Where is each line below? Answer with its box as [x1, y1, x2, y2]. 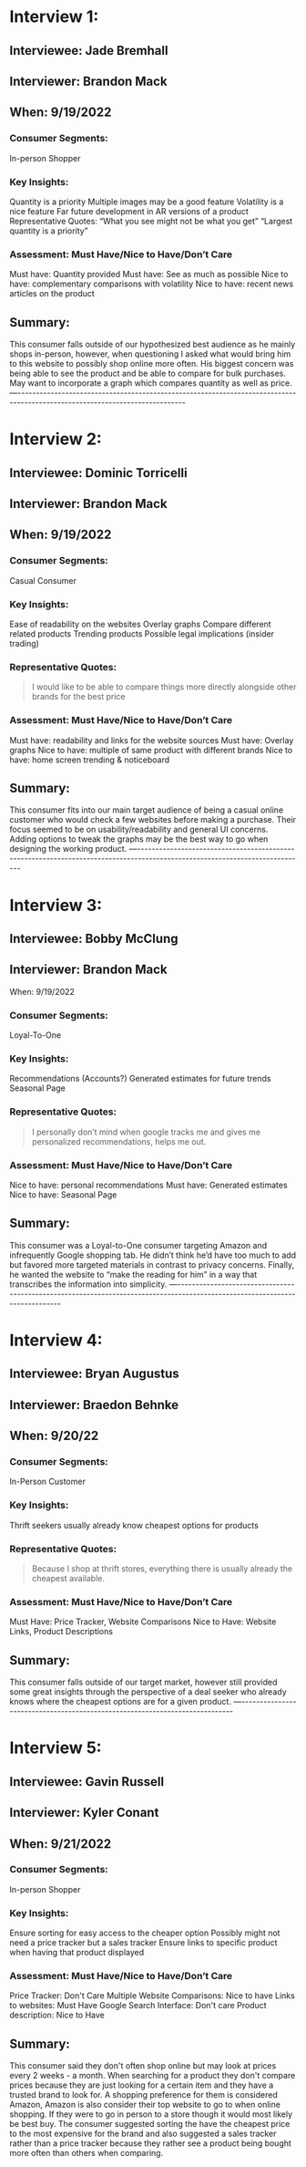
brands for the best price [31, 691, 126, 702]
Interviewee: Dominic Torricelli [9, 465, 189, 481]
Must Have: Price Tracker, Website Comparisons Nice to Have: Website [9, 1616, 277, 1627]
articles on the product [9, 288, 96, 299]
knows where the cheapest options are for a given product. [9, 1696, 232, 1707]
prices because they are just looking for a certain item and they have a [9, 2079, 274, 2090]
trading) [9, 638, 39, 649]
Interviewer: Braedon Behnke [9, 1397, 179, 1413]
